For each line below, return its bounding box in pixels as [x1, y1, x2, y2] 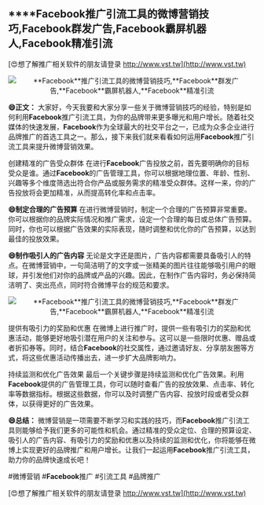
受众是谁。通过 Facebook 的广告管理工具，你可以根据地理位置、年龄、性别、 [8, 168, 255, 177]
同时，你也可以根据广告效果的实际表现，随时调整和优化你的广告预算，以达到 [8, 224, 256, 233]
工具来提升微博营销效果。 [14, 141, 98, 151]
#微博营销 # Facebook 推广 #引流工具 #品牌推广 [8, 471, 161, 481]
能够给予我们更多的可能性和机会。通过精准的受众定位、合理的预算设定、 [21, 425, 256, 434]
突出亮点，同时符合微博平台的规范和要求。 [35, 280, 174, 289]
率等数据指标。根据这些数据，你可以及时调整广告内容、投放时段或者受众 [8, 389, 242, 398]
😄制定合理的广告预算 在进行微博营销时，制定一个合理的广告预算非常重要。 [8, 204, 251, 214]
